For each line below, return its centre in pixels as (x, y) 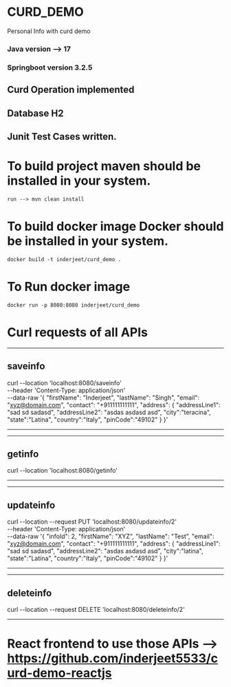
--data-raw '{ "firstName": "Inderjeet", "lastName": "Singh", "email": (103, 398)
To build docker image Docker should (116, 226)
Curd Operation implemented (71, 90)
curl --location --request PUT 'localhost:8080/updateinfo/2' (92, 522)
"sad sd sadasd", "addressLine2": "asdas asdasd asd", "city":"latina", (105, 551)
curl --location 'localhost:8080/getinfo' (63, 471)
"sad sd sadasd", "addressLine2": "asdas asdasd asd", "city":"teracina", (109, 412)
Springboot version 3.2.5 (50, 68)
